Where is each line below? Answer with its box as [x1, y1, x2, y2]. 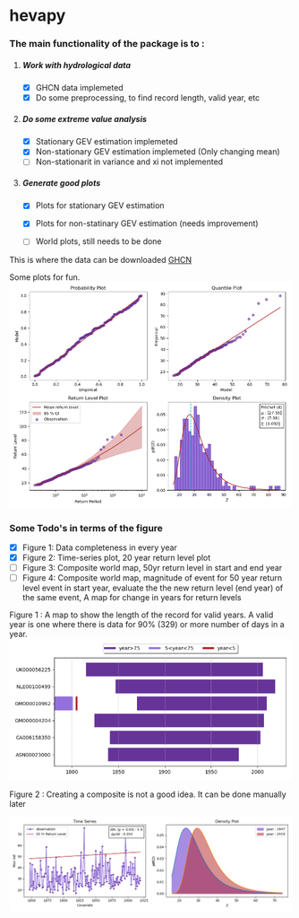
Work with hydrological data [21, 59, 132, 70]
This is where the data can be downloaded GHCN [9, 254, 192, 265]
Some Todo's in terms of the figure [9, 521, 164, 534]
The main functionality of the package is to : [9, 38, 205, 50]
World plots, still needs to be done [35, 236, 163, 247]
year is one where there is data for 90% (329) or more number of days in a [9, 619, 285, 630]
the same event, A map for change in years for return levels [21, 592, 242, 603]
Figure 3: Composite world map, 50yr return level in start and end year [21, 563, 283, 573]
